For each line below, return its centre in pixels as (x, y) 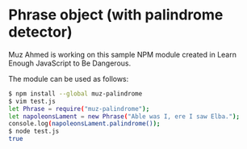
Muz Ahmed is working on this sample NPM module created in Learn (122, 54)
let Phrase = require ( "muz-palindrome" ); (79, 109)
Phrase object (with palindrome (116, 15)
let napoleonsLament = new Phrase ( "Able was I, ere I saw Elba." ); (124, 116)
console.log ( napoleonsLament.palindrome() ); (84, 124)
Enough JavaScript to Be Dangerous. (70, 63)
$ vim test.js (32, 101)
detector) (40, 32)
